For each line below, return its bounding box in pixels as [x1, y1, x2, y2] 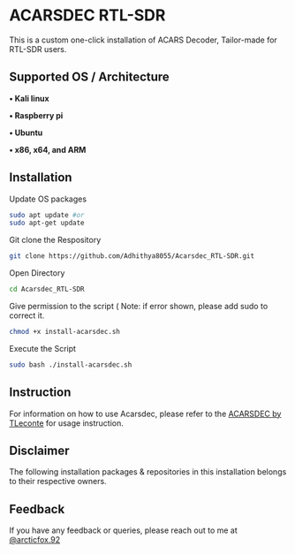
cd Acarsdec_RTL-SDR [9, 285, 86, 294]
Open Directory [9, 268, 65, 278]
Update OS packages [9, 194, 87, 204]
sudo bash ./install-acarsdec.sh [9, 360, 132, 369]
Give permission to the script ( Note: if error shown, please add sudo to [9, 301, 269, 312]
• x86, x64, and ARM [9, 144, 87, 155]
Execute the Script [9, 343, 77, 353]
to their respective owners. [9, 476, 108, 487]
